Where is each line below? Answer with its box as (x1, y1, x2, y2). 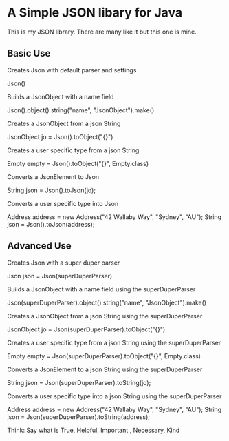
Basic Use (7, 48, 51, 59)
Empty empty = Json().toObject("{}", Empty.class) (7, 159, 149, 167)
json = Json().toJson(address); (7, 220, 95, 228)
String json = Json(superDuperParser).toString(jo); (7, 378, 151, 387)
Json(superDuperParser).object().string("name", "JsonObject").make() (7, 298, 207, 307)
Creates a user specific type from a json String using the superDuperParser (7, 338, 221, 347)
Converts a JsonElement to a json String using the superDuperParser (7, 365, 203, 373)
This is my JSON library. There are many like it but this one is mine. (7, 28, 197, 36)
